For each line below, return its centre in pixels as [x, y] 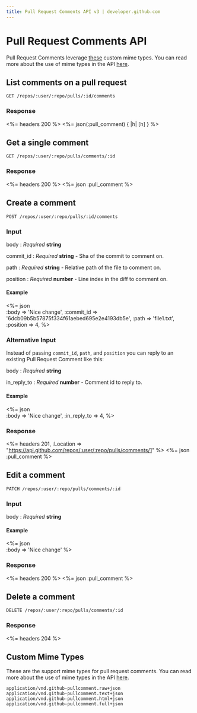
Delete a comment [41, 597]
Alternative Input [31, 340]
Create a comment [41, 203]
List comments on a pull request [66, 82]
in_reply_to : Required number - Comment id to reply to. [74, 382]
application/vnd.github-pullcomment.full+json [65, 704]
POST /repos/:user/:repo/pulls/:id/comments [62, 217]
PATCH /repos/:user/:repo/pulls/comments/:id [63, 489]
